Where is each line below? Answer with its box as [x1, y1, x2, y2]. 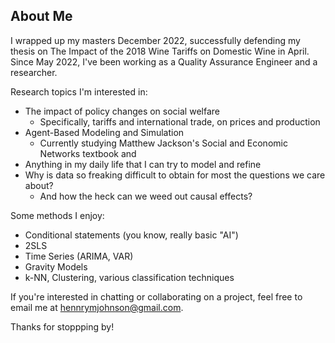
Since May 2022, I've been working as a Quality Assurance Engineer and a [10, 55, 318, 68]
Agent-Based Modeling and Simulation [24, 126, 185, 138]
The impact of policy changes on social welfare [24, 105, 220, 117]
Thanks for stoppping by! [10, 320, 115, 333]
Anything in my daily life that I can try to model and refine [24, 158, 262, 170]
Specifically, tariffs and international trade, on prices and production [39, 115, 321, 128]
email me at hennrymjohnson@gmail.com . [10, 301, 184, 313]
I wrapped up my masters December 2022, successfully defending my [10, 34, 301, 46]
